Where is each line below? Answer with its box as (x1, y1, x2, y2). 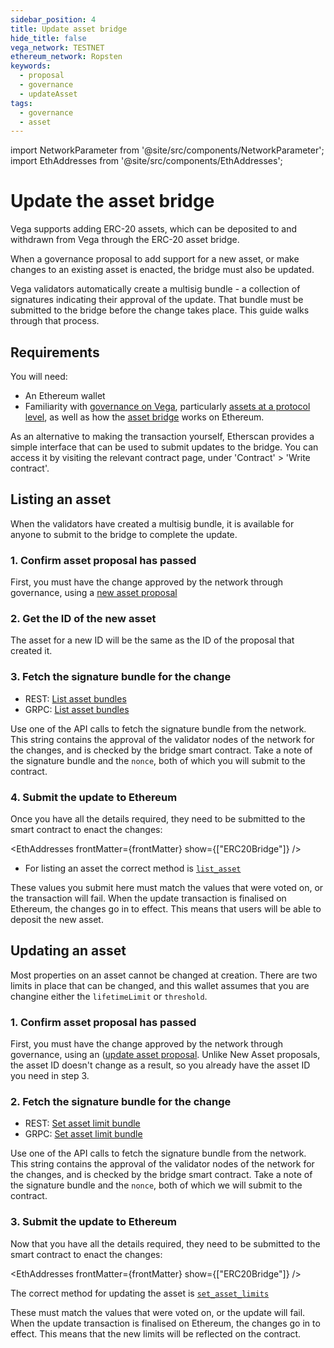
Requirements (10, 344, 100, 361)
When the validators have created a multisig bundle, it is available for (10, 517, 295, 530)
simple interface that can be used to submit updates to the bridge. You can (10, 441, 319, 453)
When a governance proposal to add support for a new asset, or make (10, 253, 300, 265)
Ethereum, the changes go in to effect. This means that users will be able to (10, 903, 322, 915)
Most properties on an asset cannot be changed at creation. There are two (10, 969, 318, 981)
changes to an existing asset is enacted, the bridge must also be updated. (10, 264, 315, 276)
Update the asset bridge (10, 190, 215, 213)
